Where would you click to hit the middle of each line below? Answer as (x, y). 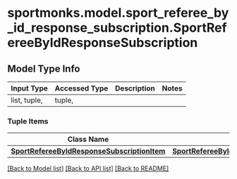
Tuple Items (28, 121)
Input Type (29, 88)
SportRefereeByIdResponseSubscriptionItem (88, 151)
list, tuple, (27, 100)
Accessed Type (81, 88)
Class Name (88, 140)
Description (135, 88)
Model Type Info (44, 68)
